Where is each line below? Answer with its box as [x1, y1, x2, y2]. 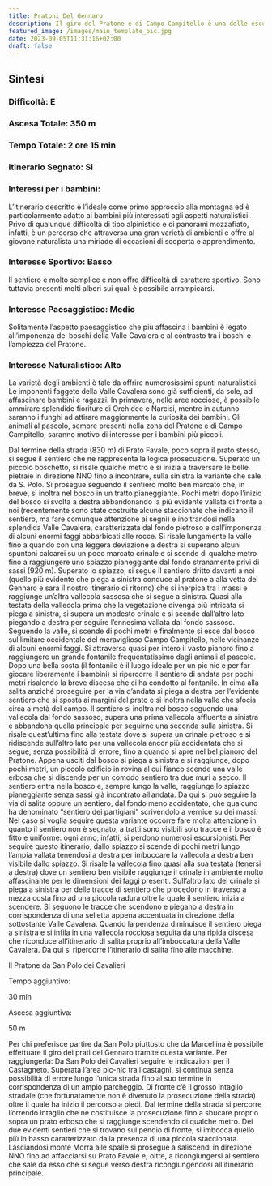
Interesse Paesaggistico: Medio [8, 303, 136, 315]
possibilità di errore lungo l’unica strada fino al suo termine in [8, 1073, 212, 1083]
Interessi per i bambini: [8, 183, 101, 195]
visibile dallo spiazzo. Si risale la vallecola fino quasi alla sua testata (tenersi [8, 858, 261, 868]
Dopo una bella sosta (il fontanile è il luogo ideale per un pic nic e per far [8, 661, 251, 670]
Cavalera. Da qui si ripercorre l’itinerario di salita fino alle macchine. [8, 945, 234, 955]
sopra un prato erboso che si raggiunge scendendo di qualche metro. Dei [8, 1116, 253, 1127]
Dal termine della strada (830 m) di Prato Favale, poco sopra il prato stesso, [8, 445, 261, 455]
